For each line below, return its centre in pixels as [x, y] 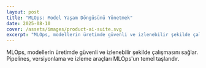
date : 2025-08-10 [29, 23]
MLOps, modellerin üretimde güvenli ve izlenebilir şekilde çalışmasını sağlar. [102, 52]
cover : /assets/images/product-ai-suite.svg [64, 29]
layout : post [23, 12]
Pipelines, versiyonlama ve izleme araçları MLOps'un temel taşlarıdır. [93, 59]
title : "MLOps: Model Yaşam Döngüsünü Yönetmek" [70, 18]
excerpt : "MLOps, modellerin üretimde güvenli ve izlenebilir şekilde [98, 35]
